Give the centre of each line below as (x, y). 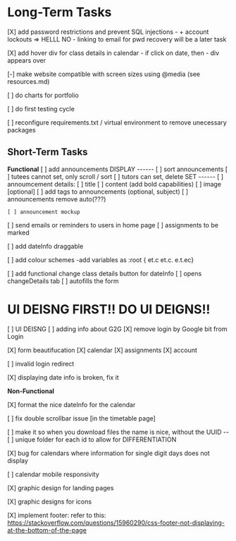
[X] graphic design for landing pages (61, 487)
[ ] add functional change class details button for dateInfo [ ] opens (105, 273)
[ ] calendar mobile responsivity (54, 474)
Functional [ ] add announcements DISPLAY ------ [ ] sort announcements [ (117, 169)
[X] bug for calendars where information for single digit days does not (108, 453)
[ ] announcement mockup (44, 212)
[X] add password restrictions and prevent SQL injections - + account (108, 32)
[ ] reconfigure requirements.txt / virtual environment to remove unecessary (117, 122)
